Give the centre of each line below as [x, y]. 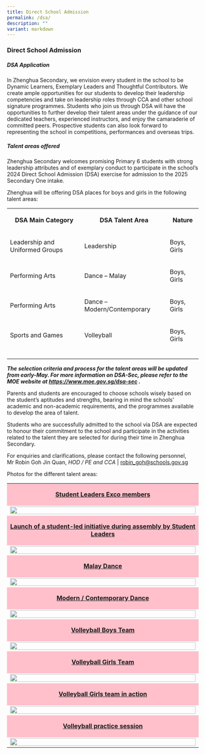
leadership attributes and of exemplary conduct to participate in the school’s [102, 168]
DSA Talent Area [124, 220]
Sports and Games [36, 335]
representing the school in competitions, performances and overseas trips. [101, 132]
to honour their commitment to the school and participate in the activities [98, 431]
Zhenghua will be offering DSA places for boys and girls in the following [97, 193]
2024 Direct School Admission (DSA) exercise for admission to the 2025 [97, 174]
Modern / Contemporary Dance [103, 598]
